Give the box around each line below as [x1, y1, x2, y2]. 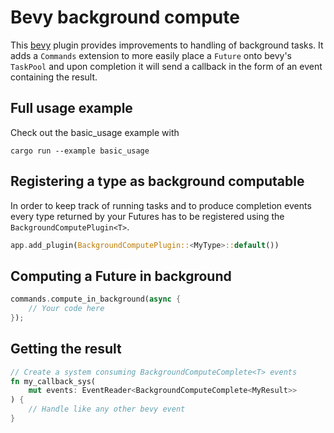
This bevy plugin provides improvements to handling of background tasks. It [10, 39, 324, 51]
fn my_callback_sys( [10, 376, 97, 386]
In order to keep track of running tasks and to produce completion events [10, 199, 312, 211]
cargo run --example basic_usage [10, 146, 150, 156]
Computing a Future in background [10, 267, 232, 285]
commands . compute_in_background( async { [10, 294, 182, 305]
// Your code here [28, 304, 105, 314]
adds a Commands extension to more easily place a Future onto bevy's [10, 49, 293, 61]
